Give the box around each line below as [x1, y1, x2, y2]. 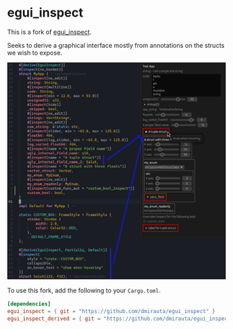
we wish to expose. [7, 48, 62, 57]
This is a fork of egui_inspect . [7, 28, 92, 36]
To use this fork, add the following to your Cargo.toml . [7, 286, 161, 295]
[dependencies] [7, 301, 51, 308]
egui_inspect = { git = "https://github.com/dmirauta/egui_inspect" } [7, 308, 216, 315]
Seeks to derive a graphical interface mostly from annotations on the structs [7, 41, 225, 49]
